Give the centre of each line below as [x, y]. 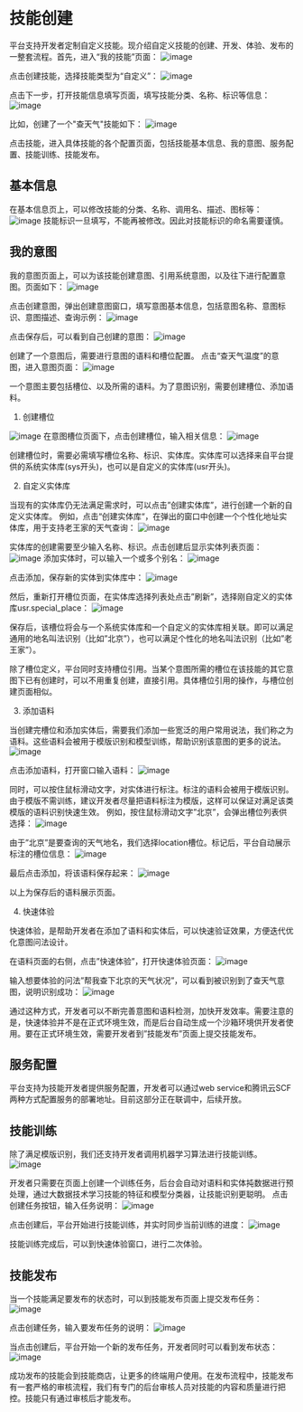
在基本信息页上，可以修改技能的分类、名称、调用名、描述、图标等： [136, 209]
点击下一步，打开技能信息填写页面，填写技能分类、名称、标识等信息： [140, 95]
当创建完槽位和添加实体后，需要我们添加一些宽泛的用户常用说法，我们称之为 [151, 730]
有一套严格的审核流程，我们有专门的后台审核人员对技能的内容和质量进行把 [147, 1387]
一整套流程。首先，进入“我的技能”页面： [84, 56]
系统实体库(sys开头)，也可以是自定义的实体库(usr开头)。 [130, 466]
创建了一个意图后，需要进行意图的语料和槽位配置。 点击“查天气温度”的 [141, 355]
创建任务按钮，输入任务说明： [64, 1206]
